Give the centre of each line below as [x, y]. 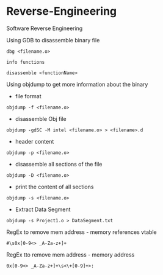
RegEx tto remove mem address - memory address [71, 254]
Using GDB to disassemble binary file [53, 40]
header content [34, 141]
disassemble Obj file [41, 118]
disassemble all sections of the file [59, 164]
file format [28, 96]
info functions [26, 62]
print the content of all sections [54, 187]
